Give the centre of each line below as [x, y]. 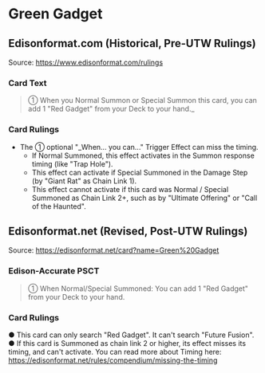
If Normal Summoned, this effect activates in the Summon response [143, 155]
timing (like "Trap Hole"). [72, 163]
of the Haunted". [59, 206]
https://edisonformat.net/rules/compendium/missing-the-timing [113, 360]
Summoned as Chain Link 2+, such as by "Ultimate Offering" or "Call [144, 198]
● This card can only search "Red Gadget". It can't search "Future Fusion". [131, 335]
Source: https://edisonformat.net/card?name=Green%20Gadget [114, 250]
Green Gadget [55, 14]
